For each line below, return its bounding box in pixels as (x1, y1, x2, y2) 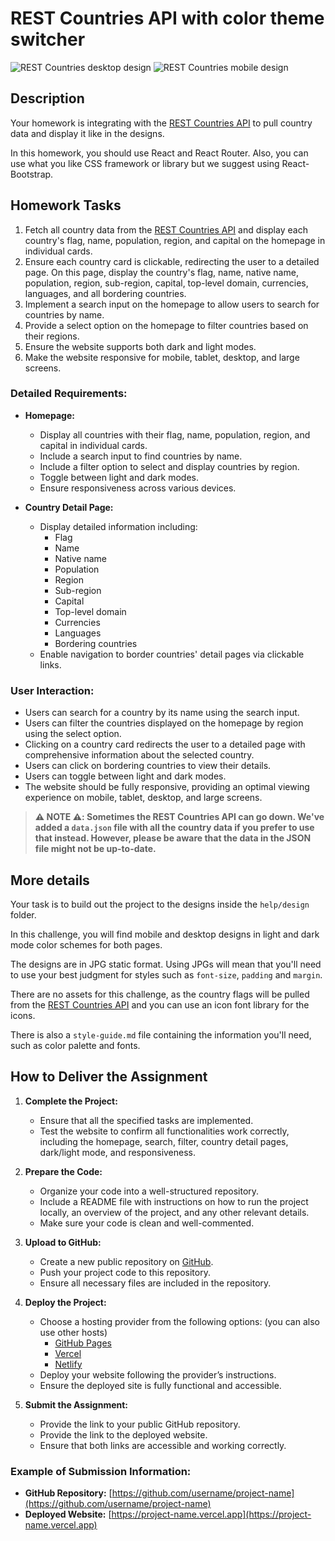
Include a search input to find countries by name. (39, 450, 243, 462)
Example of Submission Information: (10, 1464, 192, 1478)
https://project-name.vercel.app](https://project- (111, 1508, 312, 1521)
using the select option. (24, 728, 122, 740)
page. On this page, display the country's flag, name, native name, (24, 266, 299, 278)
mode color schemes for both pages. (10, 938, 163, 951)
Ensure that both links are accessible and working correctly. (39, 1439, 287, 1451)
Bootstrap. (10, 168, 54, 180)
